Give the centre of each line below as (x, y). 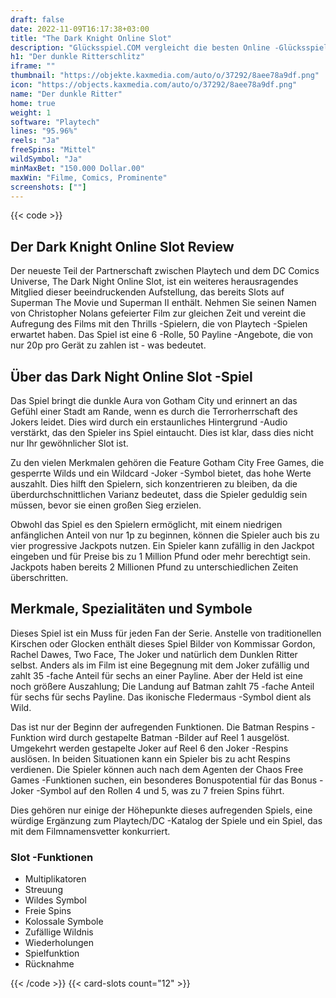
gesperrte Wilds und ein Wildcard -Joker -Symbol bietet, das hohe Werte (161, 473)
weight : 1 (31, 112)
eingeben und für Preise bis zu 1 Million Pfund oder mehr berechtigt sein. (160, 556)
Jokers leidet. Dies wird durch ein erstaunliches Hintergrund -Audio (149, 422)
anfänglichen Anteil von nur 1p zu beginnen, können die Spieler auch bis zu (165, 535)
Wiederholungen (59, 943)
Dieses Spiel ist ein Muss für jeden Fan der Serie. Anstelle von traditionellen (166, 633)
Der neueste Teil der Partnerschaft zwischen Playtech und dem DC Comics (165, 271)
